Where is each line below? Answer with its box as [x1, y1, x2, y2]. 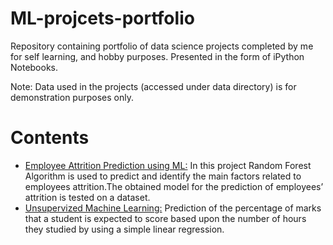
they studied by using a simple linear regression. [24, 223, 225, 235]
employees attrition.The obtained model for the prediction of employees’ [24, 180, 324, 192]
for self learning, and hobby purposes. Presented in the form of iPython [10, 50, 305, 62]
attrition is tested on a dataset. [24, 191, 151, 203]
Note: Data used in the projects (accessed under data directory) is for [10, 80, 297, 92]
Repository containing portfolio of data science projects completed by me [10, 40, 314, 52]
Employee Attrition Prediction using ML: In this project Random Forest [24, 159, 312, 171]
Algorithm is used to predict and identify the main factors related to [24, 170, 302, 182]
